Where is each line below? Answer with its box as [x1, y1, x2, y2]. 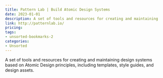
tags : [5, 30, 16, 35]
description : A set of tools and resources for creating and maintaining [5, 16, 159, 21]
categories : [5, 39, 29, 44]
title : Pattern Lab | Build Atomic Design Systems [5, 7, 110, 12]
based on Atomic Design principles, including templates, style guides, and [5, 62, 154, 68]
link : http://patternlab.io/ [5, 20, 64, 26]
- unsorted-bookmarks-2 [5, 35, 54, 39]
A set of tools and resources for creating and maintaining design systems [5, 57, 152, 62]
